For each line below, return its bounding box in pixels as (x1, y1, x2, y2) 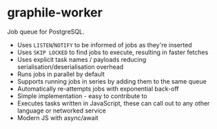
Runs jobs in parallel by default (17, 70, 105, 78)
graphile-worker (7, 5, 103, 21)
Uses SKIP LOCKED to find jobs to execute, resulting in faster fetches (17, 48, 209, 56)
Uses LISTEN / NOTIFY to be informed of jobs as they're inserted (17, 40, 192, 49)
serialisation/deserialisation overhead (17, 62, 124, 71)
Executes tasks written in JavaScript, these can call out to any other (17, 99, 210, 107)
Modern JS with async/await (17, 113, 99, 121)
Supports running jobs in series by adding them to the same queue (17, 77, 207, 85)
